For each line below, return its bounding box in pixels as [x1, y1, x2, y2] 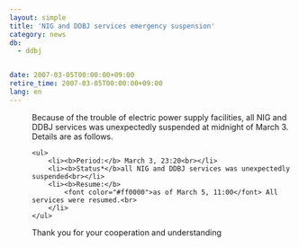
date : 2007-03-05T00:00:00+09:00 [9, 71, 135, 80]
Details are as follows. [32, 131, 114, 142]
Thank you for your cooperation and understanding [32, 226, 222, 238]
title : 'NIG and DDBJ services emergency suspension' [9, 22, 216, 31]
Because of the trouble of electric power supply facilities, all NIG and [32, 111, 287, 122]
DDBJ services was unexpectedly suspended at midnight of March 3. [32, 121, 289, 132]
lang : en [9, 87, 42, 96]
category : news [9, 30, 67, 39]
